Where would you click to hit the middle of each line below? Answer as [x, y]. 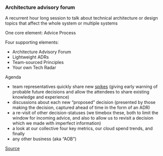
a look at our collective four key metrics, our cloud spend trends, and [82, 128]
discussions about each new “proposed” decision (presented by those [84, 102]
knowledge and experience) [41, 97]
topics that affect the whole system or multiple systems [61, 23]
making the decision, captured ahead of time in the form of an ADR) [81, 108]
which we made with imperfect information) [57, 123]
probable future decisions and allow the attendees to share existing [81, 92]
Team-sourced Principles [38, 62]
